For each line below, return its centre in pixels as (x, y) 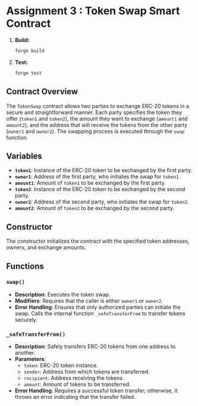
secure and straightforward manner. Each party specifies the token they (94, 112)
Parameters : (30, 359)
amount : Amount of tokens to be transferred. (77, 385)
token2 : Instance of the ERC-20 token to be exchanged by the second (100, 189)
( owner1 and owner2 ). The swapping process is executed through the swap (95, 131)
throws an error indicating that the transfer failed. (75, 397)
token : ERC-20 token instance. (61, 366)
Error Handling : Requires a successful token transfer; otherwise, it (96, 391)
